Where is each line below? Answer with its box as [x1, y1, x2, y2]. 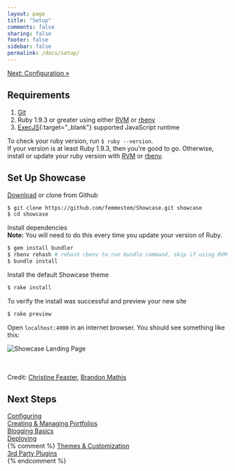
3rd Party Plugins [7, 449, 58, 458]
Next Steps [7, 394, 57, 406]
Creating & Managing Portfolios [7, 420, 98, 428]
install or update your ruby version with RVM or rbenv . [7, 151, 163, 160]
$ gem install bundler [7, 244, 74, 252]
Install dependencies [7, 223, 68, 232]
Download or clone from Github [7, 191, 98, 199]
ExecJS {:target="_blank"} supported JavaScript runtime [17, 123, 180, 131]
